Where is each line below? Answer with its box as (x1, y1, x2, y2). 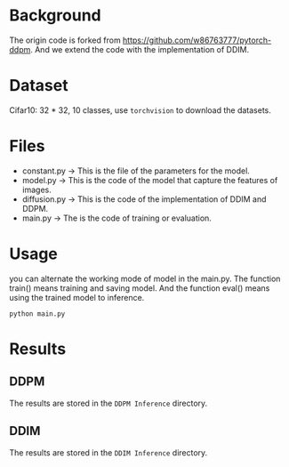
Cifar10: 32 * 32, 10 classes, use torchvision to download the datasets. (9, 104, 271, 116)
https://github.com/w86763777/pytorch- (123, 35, 272, 45)
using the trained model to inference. (9, 292, 145, 302)
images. (21, 184, 52, 195)
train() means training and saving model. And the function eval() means (9, 282, 270, 294)
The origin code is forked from (9, 35, 122, 45)
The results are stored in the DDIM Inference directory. (9, 447, 208, 458)
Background (9, 5, 101, 26)
